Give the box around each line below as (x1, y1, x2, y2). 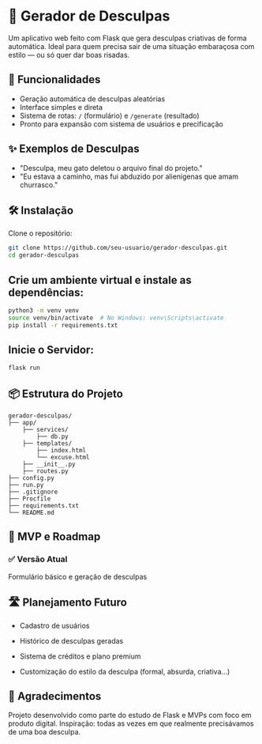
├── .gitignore (8, 488, 58, 497)
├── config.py (8, 474, 55, 482)
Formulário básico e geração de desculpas (8, 572, 148, 581)
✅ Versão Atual (8, 553, 68, 565)
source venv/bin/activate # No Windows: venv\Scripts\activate (8, 314, 224, 322)
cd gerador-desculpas (8, 251, 80, 259)
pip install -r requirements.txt (8, 321, 118, 329)
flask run (8, 364, 41, 372)
